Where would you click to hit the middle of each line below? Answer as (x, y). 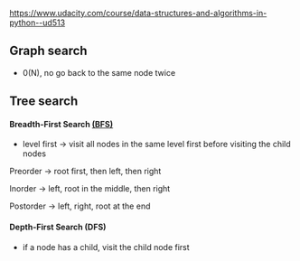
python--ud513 (37, 23)
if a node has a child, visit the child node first (106, 247)
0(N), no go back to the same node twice (99, 72)
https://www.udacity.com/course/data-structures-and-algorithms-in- (138, 13)
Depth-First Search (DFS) (58, 227)
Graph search (48, 51)
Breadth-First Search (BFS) (61, 124)
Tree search (44, 102)
